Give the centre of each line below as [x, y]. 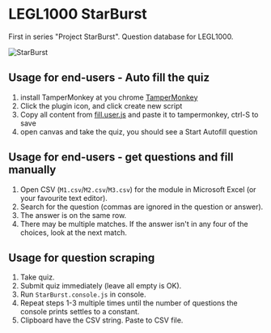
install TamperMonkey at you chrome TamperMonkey [109, 97]
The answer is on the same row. [73, 215]
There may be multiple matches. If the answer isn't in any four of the [134, 224]
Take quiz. [37, 277]
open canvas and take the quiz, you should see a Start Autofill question [139, 131]
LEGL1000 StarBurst [78, 14]
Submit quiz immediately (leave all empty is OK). [101, 286]
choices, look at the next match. [73, 233]
